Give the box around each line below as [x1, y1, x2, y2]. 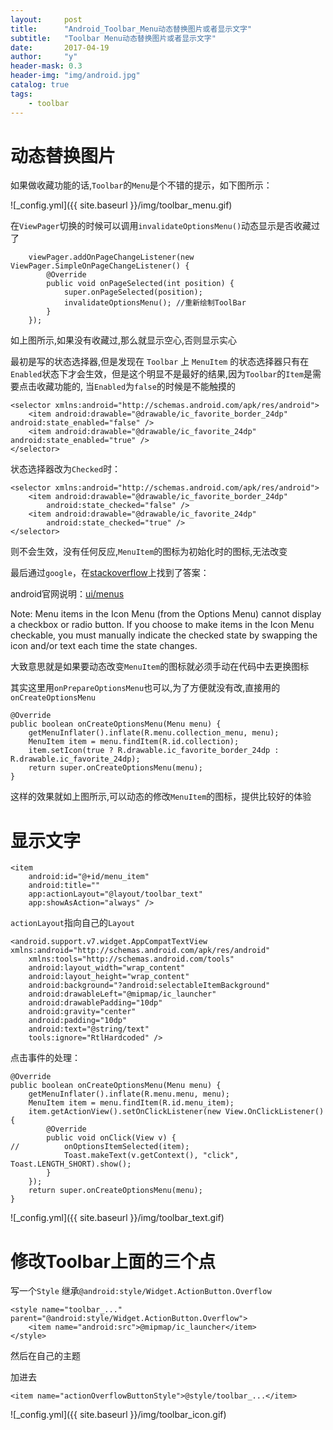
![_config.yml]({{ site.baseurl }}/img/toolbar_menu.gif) [10, 199, 233, 211]
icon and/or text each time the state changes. [10, 640, 198, 652]
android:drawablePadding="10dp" [28, 998, 163, 1008]
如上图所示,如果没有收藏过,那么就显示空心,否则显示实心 [10, 334, 238, 346]
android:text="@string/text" [28, 1024, 150, 1035]
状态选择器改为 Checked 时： [10, 463, 122, 475]
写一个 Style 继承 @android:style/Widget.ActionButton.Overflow [10, 1285, 272, 1297]
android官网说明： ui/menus [10, 588, 125, 600]
